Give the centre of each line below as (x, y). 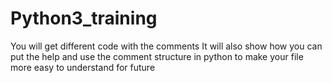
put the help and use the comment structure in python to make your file (157, 56)
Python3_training (84, 18)
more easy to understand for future (83, 67)
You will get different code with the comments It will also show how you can (166, 46)
